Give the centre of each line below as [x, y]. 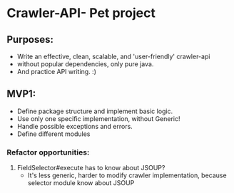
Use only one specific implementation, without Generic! [98, 118]
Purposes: [30, 40]
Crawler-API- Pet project [81, 13]
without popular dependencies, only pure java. [85, 64]
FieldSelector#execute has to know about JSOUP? [91, 168]
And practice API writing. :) [57, 72]
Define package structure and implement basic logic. [95, 111]
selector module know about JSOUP [81, 183]
